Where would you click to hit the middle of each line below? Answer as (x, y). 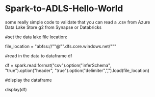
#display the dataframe (29, 80)
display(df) (16, 89)
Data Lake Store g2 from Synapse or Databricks (53, 27)
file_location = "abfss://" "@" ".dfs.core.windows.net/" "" (61, 46)
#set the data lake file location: (36, 37)
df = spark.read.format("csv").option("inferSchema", (58, 65)
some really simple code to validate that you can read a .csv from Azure (78, 22)
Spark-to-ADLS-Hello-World (64, 9)
